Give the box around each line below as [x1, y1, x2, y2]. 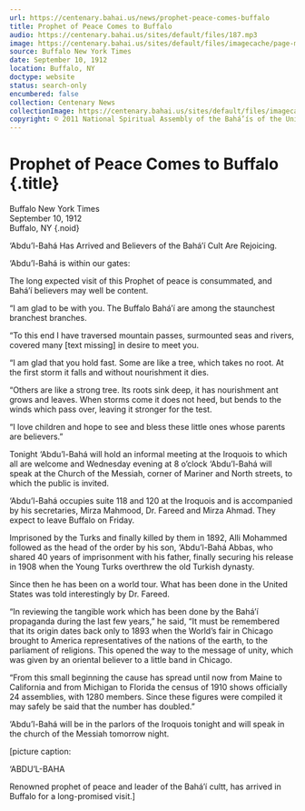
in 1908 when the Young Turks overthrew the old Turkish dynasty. [9, 561, 255, 573]
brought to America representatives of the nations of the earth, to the [9, 636, 268, 646]
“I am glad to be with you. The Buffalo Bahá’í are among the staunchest [9, 303, 275, 314]
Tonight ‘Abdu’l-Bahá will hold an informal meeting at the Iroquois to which [9, 449, 288, 460]
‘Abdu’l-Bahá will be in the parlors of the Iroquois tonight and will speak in [9, 719, 285, 730]
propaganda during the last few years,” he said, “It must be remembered [9, 616, 280, 627]
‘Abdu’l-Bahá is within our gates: [9, 258, 131, 269]
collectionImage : [9, 106, 75, 115]
